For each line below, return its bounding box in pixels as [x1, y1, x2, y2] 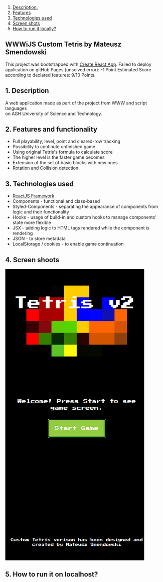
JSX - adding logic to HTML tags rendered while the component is [12, 225, 149, 231]
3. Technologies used [5, 179, 74, 188]
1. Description [5, 86, 49, 95]
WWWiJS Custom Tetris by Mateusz [5, 40, 122, 49]
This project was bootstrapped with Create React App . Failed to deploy [5, 61, 152, 67]
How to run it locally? [12, 26, 56, 32]
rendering [12, 230, 33, 237]
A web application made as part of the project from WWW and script [5, 100, 147, 106]
